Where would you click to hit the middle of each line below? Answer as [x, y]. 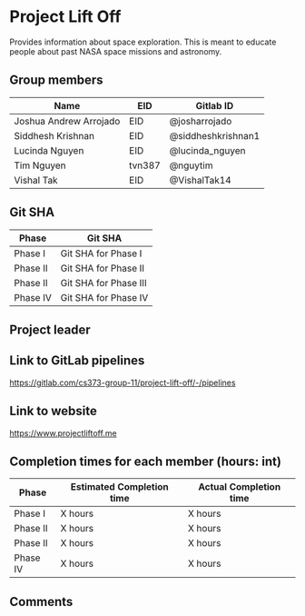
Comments [41, 601]
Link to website [53, 411]
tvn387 [144, 165]
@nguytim [191, 165]
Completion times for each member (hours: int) [145, 461]
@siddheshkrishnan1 [215, 135]
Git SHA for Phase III [103, 283]
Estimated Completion [120, 487]
